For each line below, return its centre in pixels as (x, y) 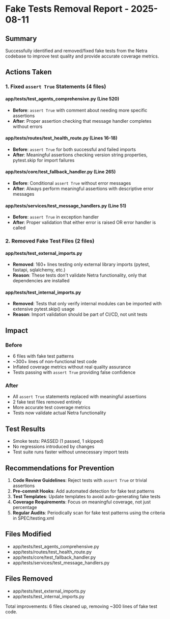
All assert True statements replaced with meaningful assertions (79, 397)
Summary (21, 38)
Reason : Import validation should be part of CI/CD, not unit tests (80, 314)
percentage (25, 507)
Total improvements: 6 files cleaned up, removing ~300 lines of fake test (81, 606)
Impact (17, 330)
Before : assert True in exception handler (56, 217)
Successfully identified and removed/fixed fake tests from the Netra (76, 51)
